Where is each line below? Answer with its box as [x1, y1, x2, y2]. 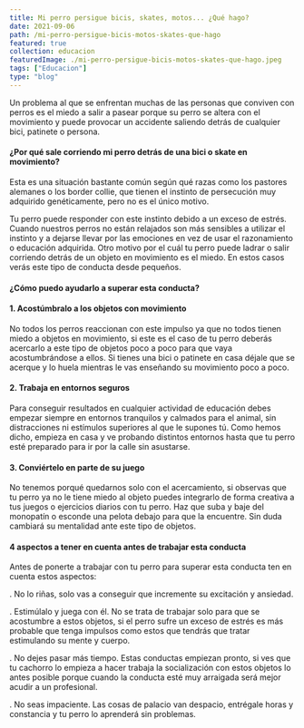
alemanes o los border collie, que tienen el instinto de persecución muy [9, 186, 277, 197]
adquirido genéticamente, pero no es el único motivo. [9, 196, 210, 207]
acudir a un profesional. [9, 682, 98, 693]
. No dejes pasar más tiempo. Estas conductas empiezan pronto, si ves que [9, 653, 291, 664]
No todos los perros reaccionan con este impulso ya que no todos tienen [9, 323, 281, 334]
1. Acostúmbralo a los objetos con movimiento [9, 303, 187, 314]
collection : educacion [9, 47, 95, 56]
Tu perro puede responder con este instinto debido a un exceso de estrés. [9, 213, 288, 224]
